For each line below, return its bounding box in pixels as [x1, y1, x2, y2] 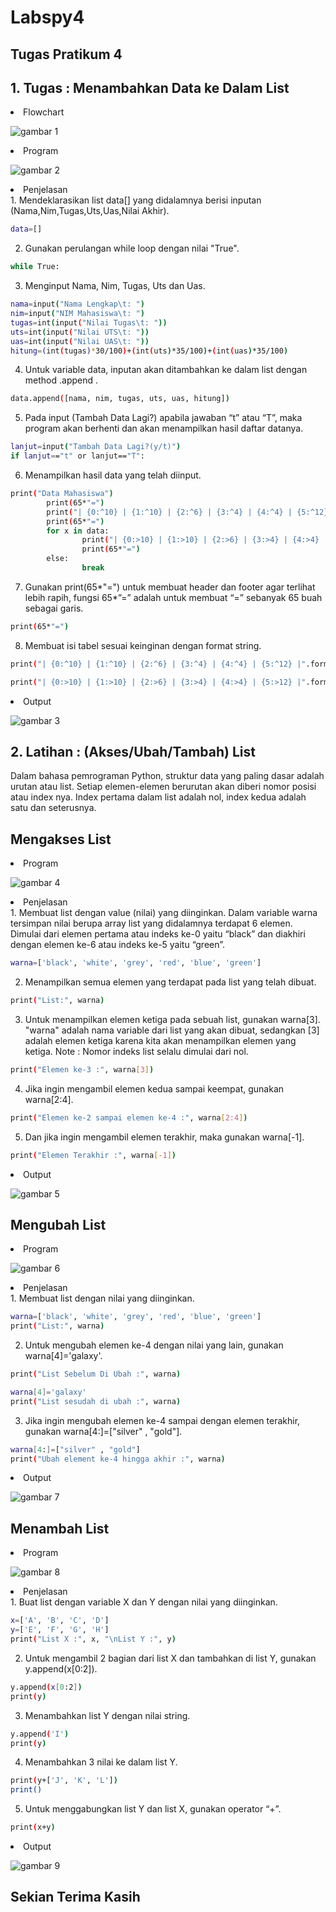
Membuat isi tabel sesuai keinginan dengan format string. [24, 639, 262, 651]
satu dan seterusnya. [10, 802, 97, 814]
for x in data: [46, 526, 110, 536]
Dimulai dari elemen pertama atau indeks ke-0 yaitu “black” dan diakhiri [10, 928, 306, 940]
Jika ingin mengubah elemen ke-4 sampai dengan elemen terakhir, [24, 1414, 301, 1426]
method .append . [24, 374, 99, 386]
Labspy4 [10, 6, 85, 29]
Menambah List [10, 1520, 110, 1537]
